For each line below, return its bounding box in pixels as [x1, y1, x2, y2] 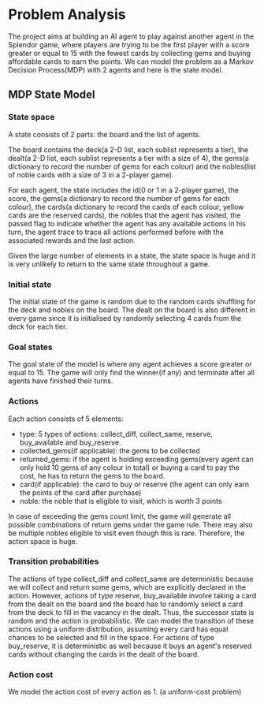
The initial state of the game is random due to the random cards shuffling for [8, 296, 256, 306]
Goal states [8, 341, 53, 352]
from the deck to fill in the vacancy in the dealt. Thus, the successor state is [8, 607, 255, 616]
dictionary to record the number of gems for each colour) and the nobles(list [8, 162, 256, 171]
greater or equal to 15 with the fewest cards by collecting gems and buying [8, 48, 251, 58]
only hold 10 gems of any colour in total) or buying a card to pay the [19, 463, 240, 472]
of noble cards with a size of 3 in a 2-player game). [8, 169, 174, 179]
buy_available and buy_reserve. [19, 438, 121, 447]
